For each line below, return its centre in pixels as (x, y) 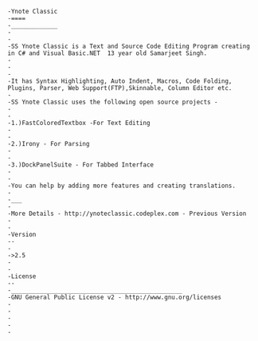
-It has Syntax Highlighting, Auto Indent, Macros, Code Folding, (120, 81)
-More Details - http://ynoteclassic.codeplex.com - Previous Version (127, 214)
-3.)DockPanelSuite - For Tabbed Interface (81, 165)
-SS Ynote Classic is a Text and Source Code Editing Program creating (129, 46)
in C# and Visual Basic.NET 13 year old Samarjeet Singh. (107, 53)
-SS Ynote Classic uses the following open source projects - (113, 102)
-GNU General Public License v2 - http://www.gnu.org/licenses (115, 297)
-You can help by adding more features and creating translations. (122, 186)
